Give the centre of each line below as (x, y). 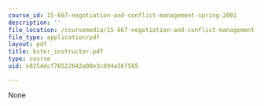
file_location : (33, 30)
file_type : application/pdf (54, 37)
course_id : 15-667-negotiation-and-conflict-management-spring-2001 (123, 15)
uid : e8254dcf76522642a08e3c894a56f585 (73, 66)
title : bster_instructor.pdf (56, 51)
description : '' (35, 23)
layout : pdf (27, 44)
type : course (29, 59)
